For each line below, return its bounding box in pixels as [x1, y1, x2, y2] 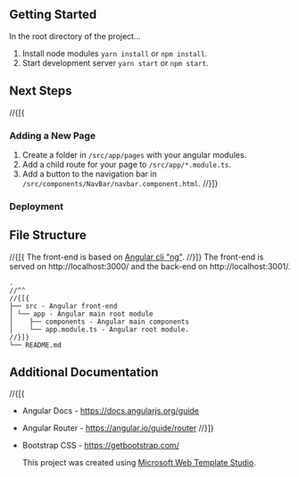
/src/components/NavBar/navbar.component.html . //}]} [21, 177, 219, 188]
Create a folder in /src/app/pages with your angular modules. [21, 149, 247, 160]
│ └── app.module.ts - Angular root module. [9, 325, 190, 333]
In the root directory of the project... [9, 30, 141, 41]
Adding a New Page [9, 129, 96, 142]
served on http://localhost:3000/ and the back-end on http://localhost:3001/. [9, 260, 291, 271]
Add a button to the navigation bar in [21, 169, 158, 179]
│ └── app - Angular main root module [9, 309, 154, 318]
